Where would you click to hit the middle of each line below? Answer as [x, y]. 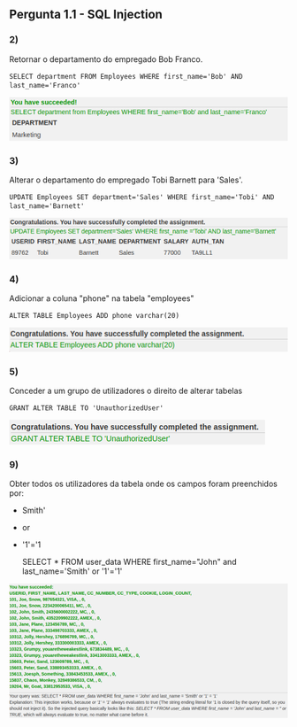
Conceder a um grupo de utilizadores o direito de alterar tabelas [126, 391]
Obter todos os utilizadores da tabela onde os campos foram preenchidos [144, 484]
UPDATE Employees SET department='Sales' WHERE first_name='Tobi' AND [142, 197]
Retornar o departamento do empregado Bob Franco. [106, 59]
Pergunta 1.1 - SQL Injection [86, 15]
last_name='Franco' [45, 85]
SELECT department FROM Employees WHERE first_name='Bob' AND [126, 76]
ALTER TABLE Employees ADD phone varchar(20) [94, 316]
